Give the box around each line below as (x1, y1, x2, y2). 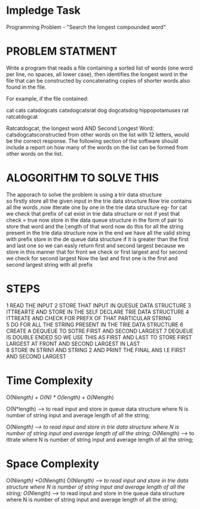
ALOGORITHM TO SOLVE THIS (6, 171, 159, 185)
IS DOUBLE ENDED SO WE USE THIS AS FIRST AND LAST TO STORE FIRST (6, 333, 192, 341)
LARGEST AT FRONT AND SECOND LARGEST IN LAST (6, 340, 140, 347)
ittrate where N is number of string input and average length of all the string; (6, 436, 194, 443)
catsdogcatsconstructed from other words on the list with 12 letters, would (6, 131, 189, 138)
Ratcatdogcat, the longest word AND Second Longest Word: (6, 124, 154, 132)
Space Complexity (6, 457, 100, 471)
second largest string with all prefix (6, 261, 93, 268)
